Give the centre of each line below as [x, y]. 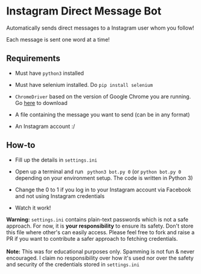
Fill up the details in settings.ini [56, 160]
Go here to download [41, 103]
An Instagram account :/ [45, 126]
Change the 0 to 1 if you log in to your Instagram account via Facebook [103, 190]
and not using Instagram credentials [60, 196]
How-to [21, 145]
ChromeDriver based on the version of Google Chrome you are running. [103, 96]
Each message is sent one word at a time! [58, 39]
